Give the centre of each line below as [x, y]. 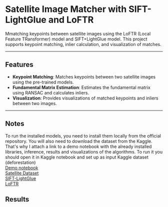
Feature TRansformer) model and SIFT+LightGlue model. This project [76, 39]
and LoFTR [71, 20]
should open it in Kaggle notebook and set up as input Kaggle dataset [77, 157]
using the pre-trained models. [43, 82]
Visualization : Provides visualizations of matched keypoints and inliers [85, 98]
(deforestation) [20, 162]
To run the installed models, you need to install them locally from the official [83, 135]
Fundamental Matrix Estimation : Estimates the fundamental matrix [81, 87]
